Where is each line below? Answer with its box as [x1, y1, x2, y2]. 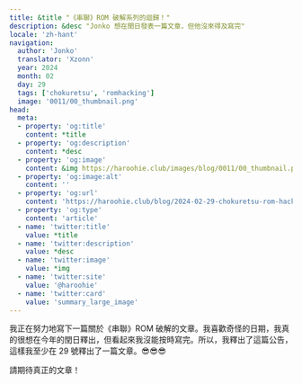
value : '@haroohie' [25, 281, 99, 290]
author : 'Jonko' [17, 47, 78, 56]
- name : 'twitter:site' [17, 272, 106, 281]
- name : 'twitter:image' [17, 255, 111, 265]
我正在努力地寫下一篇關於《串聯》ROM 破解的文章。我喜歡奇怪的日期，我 [9, 323, 282, 334]
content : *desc [25, 147, 83, 156]
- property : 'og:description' [17, 138, 130, 147]
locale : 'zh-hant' [9, 30, 78, 39]
